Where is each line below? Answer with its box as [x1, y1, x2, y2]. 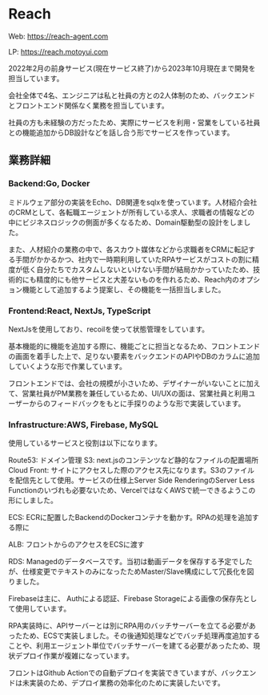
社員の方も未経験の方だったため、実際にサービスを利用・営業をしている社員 [8, 117, 261, 127]
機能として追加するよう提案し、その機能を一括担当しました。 [22, 284, 226, 294]
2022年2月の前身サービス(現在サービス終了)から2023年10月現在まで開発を [8, 63, 256, 73]
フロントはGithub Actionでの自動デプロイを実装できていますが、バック [8, 668, 242, 678]
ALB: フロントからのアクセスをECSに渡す [8, 539, 145, 550]
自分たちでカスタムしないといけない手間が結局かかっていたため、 [35, 264, 254, 274]
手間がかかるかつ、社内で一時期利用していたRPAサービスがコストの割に [14, 254, 253, 264]
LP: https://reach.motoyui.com [8, 47, 109, 56]
